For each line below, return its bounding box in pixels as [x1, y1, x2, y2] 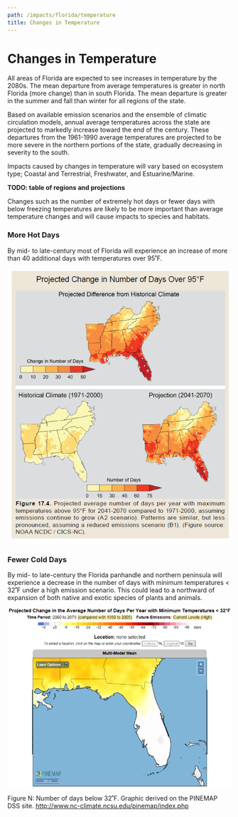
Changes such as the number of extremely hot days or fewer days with [7, 197, 215, 206]
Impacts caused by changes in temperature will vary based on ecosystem [7, 162, 224, 171]
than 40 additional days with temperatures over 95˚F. [7, 253, 163, 263]
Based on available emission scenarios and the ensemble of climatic [7, 110, 207, 119]
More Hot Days [7, 230, 60, 240]
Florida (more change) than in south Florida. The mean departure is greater [7, 89, 227, 97]
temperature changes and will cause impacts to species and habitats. [7, 212, 211, 221]
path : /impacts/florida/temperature [7, 11, 116, 19]
